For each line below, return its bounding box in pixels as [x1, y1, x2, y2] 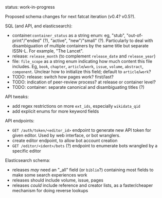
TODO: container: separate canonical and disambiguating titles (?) [12, 84, 144, 90]
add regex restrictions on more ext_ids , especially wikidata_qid [12, 103, 141, 109]
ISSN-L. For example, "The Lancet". [12, 48, 84, 54]
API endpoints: [5, 118, 35, 123]
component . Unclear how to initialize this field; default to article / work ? [12, 69, 151, 75]
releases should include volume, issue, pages [12, 178, 104, 183]
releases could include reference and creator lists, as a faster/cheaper [12, 182, 153, 188]
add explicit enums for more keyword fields [12, 108, 99, 114]
